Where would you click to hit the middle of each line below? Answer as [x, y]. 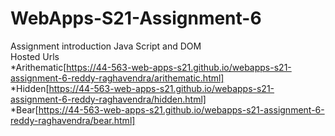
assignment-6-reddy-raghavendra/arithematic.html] [117, 78]
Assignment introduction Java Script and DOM [106, 46]
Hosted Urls [35, 56]
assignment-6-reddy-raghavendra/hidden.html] [108, 99]
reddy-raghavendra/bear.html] [73, 120]
